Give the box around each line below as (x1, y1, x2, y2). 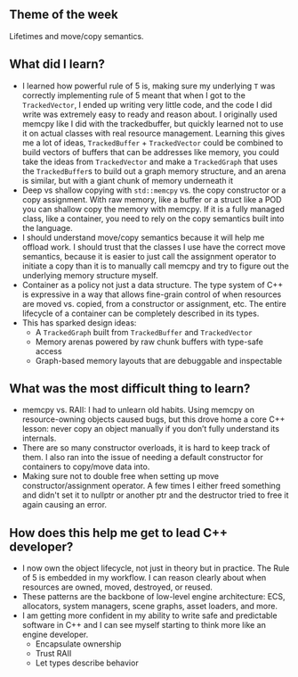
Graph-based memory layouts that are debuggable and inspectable (35, 355, 283, 366)
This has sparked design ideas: (21, 317, 137, 328)
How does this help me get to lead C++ (9, 525, 229, 541)
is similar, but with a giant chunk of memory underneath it (21, 175, 234, 186)
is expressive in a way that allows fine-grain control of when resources (21, 289, 282, 300)
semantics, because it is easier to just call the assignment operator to (21, 251, 277, 261)
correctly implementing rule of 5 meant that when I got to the (21, 89, 246, 101)
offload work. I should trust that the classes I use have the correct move (21, 241, 286, 252)
